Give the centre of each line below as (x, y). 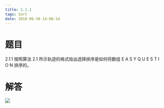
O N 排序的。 (18, 65)
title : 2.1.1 (18, 10)
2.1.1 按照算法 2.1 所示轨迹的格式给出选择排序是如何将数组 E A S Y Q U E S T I (82, 59)
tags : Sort (16, 14)
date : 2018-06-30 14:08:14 (33, 19)
